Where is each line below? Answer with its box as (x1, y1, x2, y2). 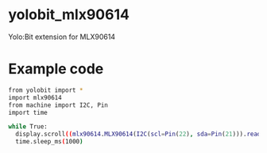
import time (8, 108, 48, 116)
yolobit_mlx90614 (8, 6, 130, 24)
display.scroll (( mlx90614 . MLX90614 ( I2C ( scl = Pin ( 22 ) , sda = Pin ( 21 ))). (15, 130, 247, 139)
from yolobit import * (8, 86, 83, 94)
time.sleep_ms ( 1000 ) (15, 138, 83, 146)
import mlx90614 (8, 93, 62, 101)
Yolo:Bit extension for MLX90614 (8, 32, 116, 41)
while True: (8, 123, 48, 131)
